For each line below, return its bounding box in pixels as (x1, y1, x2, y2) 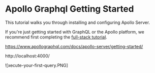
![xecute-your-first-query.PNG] (5, 62, 68, 68)
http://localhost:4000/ (5, 53, 50, 59)
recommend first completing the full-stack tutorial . (5, 34, 107, 40)
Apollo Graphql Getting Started (5, 3, 134, 15)
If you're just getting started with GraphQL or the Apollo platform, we (5, 29, 144, 35)
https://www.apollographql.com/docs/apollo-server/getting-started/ (5, 43, 143, 49)
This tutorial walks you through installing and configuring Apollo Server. (5, 19, 150, 25)
